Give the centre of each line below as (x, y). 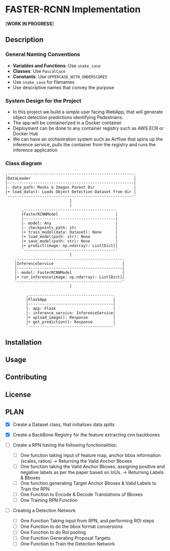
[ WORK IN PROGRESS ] (30, 24)
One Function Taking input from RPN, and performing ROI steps (87, 521)
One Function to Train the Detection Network (68, 544)
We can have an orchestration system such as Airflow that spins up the (88, 139)
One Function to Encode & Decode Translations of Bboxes (81, 494)
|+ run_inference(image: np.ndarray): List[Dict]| (70, 277)
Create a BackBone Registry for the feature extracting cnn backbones (86, 435)
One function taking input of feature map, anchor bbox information (91, 455)
